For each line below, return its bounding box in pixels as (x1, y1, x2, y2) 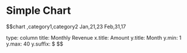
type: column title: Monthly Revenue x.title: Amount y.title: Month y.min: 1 (6, 34, 182, 41)
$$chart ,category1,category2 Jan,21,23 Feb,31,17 (6, 23, 126, 30)
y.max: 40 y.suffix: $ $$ (6, 40, 63, 47)
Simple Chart (6, 4, 72, 17)
